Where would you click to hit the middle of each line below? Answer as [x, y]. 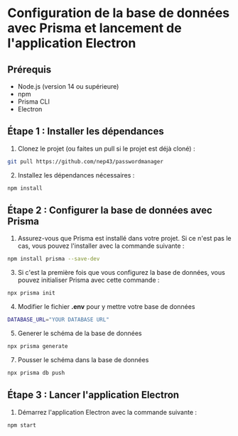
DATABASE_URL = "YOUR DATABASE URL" [59, 320]
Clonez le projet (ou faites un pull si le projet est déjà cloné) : [106, 148]
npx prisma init [31, 293]
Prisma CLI [33, 102]
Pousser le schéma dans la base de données [83, 359]
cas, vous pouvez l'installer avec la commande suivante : [101, 246]
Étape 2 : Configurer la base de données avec [110, 210]
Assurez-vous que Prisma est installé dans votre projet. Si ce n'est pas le [124, 239]
